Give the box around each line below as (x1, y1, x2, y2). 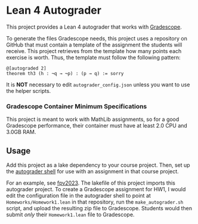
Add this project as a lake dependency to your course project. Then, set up (6, 161, 190, 169)
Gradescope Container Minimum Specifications (6, 102, 147, 110)
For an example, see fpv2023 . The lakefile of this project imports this (6, 179, 176, 186)
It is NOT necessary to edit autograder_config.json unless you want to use (6, 81, 190, 88)
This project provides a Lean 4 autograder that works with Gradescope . (6, 23, 182, 30)
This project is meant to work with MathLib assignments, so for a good (6, 116, 180, 123)
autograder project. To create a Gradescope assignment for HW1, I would (6, 186, 186, 193)
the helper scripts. (6, 87, 51, 94)
